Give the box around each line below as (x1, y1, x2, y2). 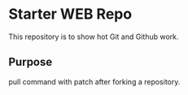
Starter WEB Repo (8, 5, 133, 24)
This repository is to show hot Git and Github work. (8, 32, 179, 41)
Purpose (8, 55, 53, 69)
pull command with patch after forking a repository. (8, 76, 181, 86)
